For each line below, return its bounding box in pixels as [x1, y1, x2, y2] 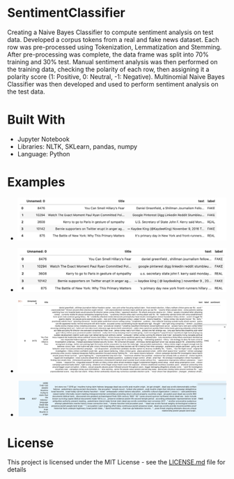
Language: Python [17, 149, 70, 158]
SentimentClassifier [7, 5, 125, 21]
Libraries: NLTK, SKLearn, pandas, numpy [17, 142, 138, 151]
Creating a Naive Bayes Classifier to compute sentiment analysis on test [7, 28, 214, 36]
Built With [7, 112, 65, 128]
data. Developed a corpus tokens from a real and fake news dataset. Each [7, 35, 219, 43]
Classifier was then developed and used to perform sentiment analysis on [7, 80, 219, 88]
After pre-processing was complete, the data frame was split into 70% [7, 50, 209, 59]
